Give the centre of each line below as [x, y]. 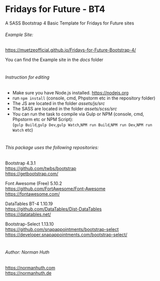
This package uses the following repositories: [52, 147]
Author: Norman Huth [27, 252]
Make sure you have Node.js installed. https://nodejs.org [70, 92]
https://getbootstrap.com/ [32, 173]
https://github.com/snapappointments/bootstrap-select [62, 229]
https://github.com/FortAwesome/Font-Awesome [55, 188]
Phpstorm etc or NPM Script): [43, 119]
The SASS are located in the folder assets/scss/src [65, 108]
